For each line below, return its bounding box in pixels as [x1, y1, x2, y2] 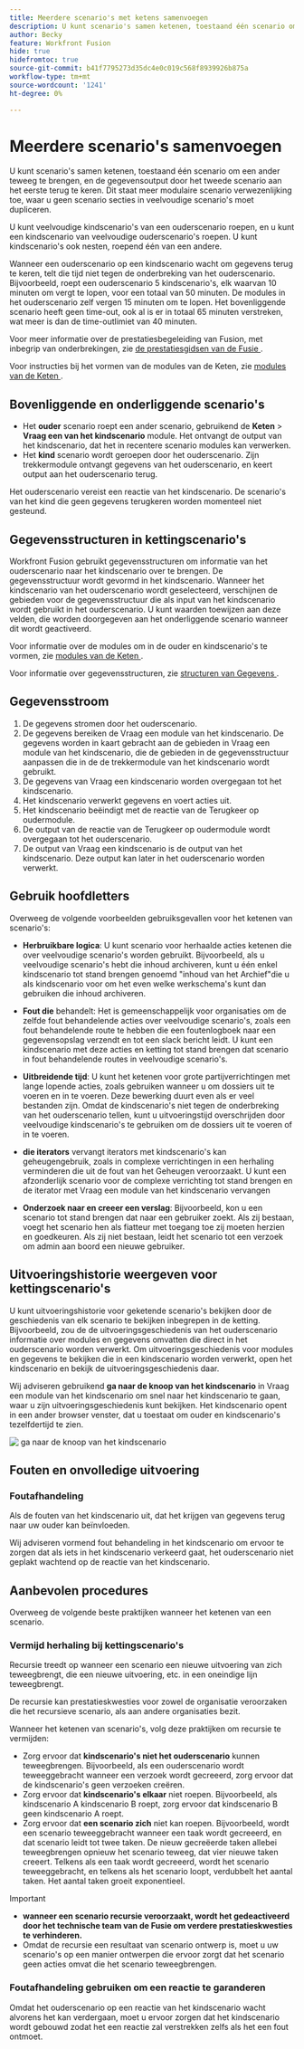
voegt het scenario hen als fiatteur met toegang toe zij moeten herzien [22, 1221, 285, 1232]
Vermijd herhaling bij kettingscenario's [9, 1639, 184, 1652]
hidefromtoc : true [9, 55, 79, 64]
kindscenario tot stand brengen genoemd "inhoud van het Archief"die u [22, 968, 290, 979]
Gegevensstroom [9, 694, 109, 710]
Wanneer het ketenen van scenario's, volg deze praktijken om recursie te [9, 1723, 282, 1734]
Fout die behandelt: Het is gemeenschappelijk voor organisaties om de [22, 1005, 287, 1016]
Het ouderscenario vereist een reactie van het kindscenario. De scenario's [9, 486, 287, 498]
